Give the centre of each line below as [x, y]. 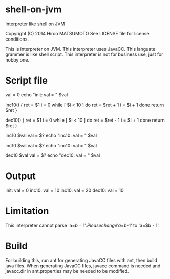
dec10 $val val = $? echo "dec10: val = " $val [53, 155]
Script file [26, 81]
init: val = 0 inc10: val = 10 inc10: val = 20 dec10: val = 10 [65, 190]
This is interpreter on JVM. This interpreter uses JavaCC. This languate [80, 49]
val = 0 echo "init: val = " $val [37, 95]
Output [20, 176]
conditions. [17, 39]
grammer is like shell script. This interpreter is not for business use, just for [84, 54]
